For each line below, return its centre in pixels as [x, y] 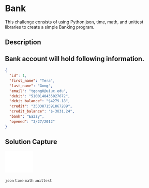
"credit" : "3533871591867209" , [41, 106]
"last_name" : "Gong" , [31, 86]
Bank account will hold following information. [75, 59]
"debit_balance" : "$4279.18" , [40, 101]
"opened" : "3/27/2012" [32, 122]
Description [23, 42]
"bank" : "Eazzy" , [27, 117]
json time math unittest [29, 181]
